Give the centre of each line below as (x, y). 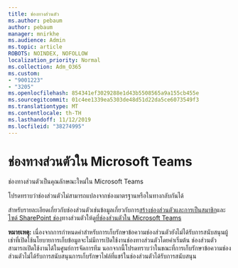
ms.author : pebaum (35, 21)
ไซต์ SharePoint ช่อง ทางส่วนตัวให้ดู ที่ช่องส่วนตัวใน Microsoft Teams (95, 218)
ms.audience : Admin (37, 41)
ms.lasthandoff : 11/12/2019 (50, 119)
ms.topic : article (35, 47)
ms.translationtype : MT (43, 107)
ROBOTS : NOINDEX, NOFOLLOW (48, 54)
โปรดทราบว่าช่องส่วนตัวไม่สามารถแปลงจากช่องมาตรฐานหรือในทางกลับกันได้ (96, 195)
